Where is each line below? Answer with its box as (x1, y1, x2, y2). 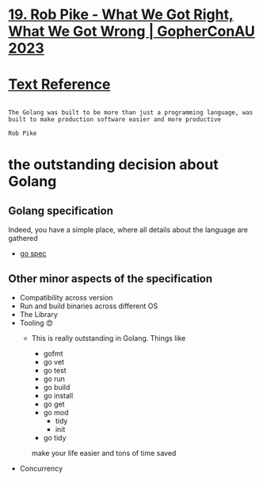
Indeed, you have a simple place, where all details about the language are (8, 225, 248, 235)
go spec (19, 249, 47, 258)
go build (43, 382, 71, 391)
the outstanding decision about (8, 156, 219, 174)
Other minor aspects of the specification (8, 272, 213, 285)
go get (43, 399, 65, 409)
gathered (8, 234, 38, 243)
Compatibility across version (19, 292, 113, 302)
